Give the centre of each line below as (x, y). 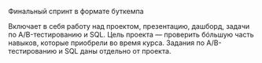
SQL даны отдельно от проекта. (118, 51)
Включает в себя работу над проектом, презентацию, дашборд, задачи (129, 26)
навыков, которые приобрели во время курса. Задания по (107, 43)
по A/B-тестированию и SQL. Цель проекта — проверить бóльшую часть (131, 35)
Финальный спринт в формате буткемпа (76, 11)
